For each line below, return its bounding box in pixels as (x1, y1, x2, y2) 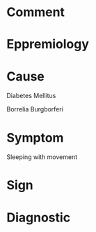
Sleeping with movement (6, 153, 78, 161)
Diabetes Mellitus (6, 92, 56, 100)
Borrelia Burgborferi (6, 105, 64, 114)
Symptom (6, 130, 64, 146)
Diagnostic (6, 210, 71, 225)
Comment (6, 4, 65, 20)
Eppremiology (6, 36, 90, 53)
